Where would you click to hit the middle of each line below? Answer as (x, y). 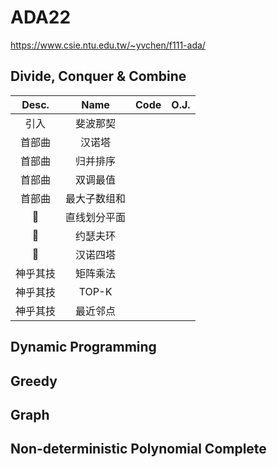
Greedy (34, 381)
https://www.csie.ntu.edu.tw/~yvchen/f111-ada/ (108, 45)
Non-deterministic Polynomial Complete (138, 449)
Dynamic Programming (83, 347)
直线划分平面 (96, 217)
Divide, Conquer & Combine (98, 76)
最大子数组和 (96, 198)
